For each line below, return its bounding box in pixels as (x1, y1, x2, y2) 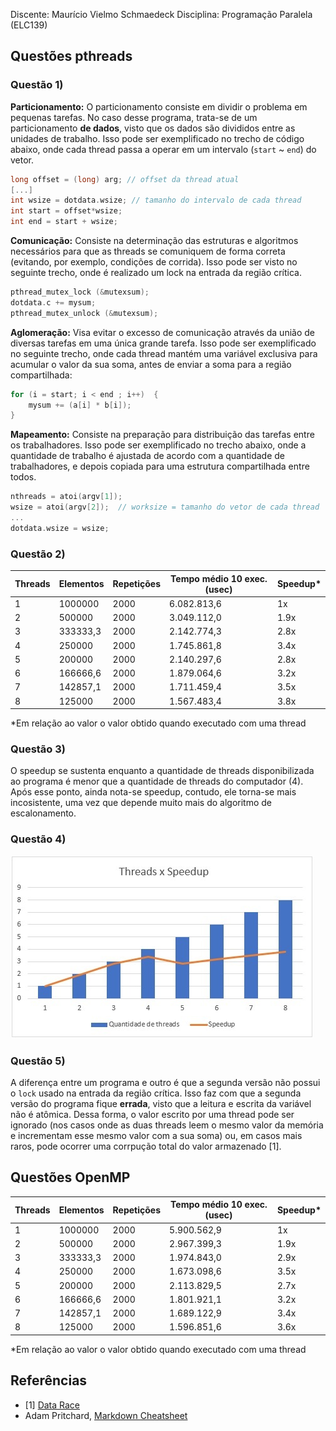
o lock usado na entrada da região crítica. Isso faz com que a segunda (10, 1087, 302, 1099)
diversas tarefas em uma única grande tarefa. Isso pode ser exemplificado (10, 337, 317, 349)
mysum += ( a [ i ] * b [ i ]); (28, 400, 132, 410)
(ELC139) (10, 19, 48, 31)
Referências (10, 1372, 88, 1389)
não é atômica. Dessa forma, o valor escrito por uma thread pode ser (10, 1109, 295, 1120)
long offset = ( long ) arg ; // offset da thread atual (10, 174, 240, 184)
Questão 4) (10, 832, 67, 846)
